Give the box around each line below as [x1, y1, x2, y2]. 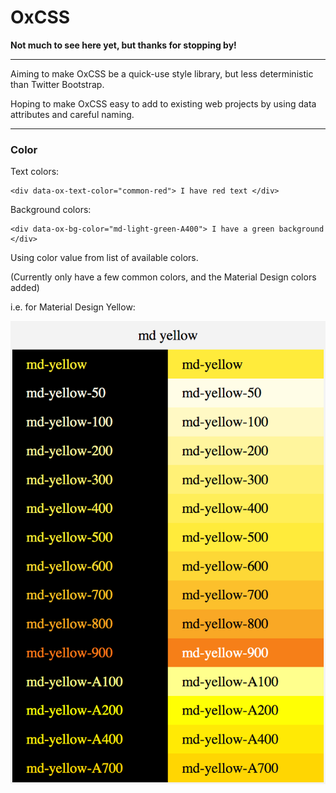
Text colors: [10, 166, 60, 178]
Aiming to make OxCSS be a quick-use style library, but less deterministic [10, 67, 314, 80]
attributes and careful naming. [10, 108, 135, 120]
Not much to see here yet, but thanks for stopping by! [10, 39, 237, 51]
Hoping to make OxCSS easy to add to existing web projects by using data [10, 97, 317, 110]
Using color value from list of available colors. [10, 252, 199, 264]
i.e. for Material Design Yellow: [10, 301, 136, 313]
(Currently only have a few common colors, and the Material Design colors [10, 271, 317, 283]
